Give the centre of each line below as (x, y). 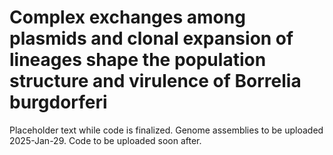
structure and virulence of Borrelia (155, 81)
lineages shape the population (138, 60)
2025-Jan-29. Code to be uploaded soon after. (105, 140)
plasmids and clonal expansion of (151, 38)
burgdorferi (58, 102)
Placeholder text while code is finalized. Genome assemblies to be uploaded (166, 130)
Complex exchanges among (127, 17)
